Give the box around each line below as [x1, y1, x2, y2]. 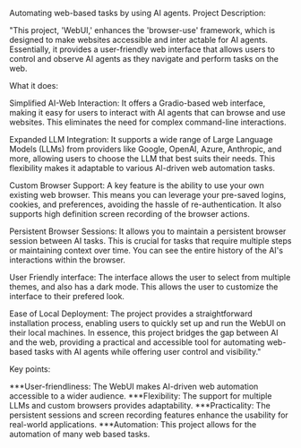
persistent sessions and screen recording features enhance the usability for [9, 409, 288, 420]
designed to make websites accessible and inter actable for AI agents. [9, 35, 269, 45]
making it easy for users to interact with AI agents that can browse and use [9, 108, 287, 117]
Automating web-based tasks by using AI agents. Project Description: [9, 8, 266, 18]
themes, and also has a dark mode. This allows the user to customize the [9, 281, 279, 292]
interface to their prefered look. [9, 291, 125, 301]
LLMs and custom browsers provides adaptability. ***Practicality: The [9, 401, 271, 410]
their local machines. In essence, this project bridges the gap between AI [9, 327, 279, 338]
